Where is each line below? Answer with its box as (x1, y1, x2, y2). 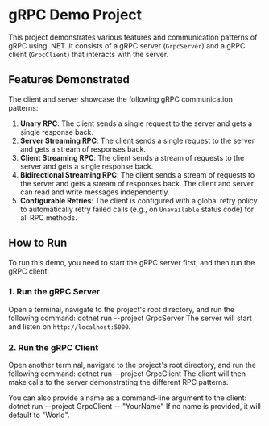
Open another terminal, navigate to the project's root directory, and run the (8, 361, 256, 370)
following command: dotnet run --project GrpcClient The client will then (8, 369, 246, 378)
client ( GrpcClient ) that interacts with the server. (8, 49, 169, 59)
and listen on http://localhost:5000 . (8, 321, 131, 332)
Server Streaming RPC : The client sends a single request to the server (19, 136, 255, 145)
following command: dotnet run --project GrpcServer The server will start (8, 313, 252, 323)
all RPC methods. (19, 212, 78, 223)
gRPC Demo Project (8, 6, 143, 24)
